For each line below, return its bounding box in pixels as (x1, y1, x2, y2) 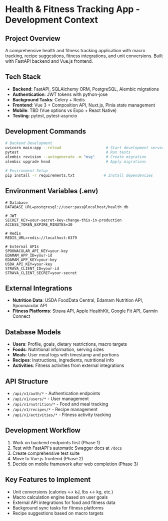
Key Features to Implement (5, 475, 91, 484)
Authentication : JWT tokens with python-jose (12, 91, 108, 97)
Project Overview (5, 34, 60, 43)
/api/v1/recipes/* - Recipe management (12, 407, 98, 412)
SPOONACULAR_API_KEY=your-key (5, 248, 68, 253)
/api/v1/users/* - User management (12, 396, 89, 402)
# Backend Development (5, 141, 52, 146)
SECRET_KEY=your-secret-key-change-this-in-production (5, 217, 122, 223)
